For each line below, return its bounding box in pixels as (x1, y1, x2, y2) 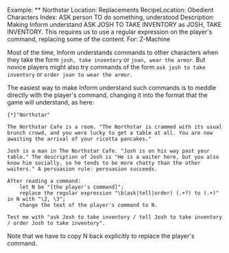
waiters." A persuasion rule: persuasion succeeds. (7, 166, 158, 173)
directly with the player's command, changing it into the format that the (7, 91, 208, 99)
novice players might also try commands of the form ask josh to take (7, 63, 206, 71)
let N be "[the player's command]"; (19, 184, 125, 190)
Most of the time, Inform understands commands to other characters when (7, 48, 219, 56)
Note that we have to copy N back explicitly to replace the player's (7, 232, 195, 240)
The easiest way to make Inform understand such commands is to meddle (7, 84, 217, 91)
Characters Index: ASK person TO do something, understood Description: (7, 13, 215, 21)
